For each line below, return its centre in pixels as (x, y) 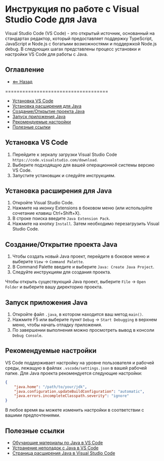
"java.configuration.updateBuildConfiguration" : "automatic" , (79, 391)
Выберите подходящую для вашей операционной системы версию (83, 165)
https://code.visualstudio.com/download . (55, 159)
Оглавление (25, 70)
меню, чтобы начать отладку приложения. (57, 325)
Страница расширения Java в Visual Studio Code (63, 453)
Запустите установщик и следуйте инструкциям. (64, 175)
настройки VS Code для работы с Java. (46, 54)
